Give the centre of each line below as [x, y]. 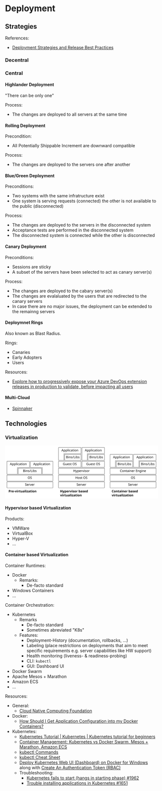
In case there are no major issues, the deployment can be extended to [82, 306]
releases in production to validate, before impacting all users [73, 387]
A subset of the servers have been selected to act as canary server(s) [82, 272]
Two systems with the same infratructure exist [58, 196]
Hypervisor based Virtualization [38, 508]
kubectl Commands [39, 752]
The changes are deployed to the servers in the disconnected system [81, 225]
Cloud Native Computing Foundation [56, 711]
